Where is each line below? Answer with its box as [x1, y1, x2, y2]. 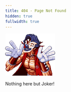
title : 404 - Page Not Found [5, 8, 66, 13]
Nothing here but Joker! [5, 81, 55, 87]
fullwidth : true [5, 19, 39, 24]
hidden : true [5, 13, 33, 19]
